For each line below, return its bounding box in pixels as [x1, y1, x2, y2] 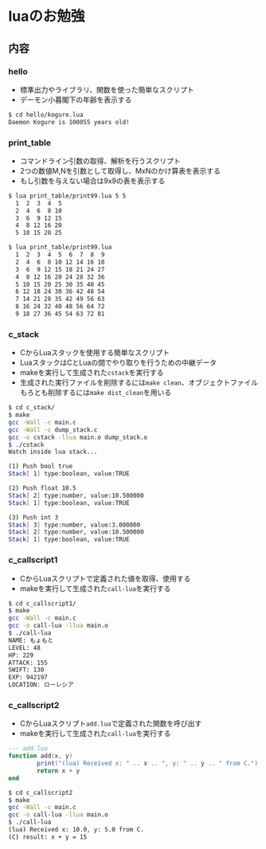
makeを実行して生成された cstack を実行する [19, 368, 164, 378]
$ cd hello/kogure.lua [8, 111, 84, 119]
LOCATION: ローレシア [8, 681, 74, 689]
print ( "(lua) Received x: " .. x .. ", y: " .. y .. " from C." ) [37, 760, 259, 768]
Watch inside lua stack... [8, 448, 98, 456]
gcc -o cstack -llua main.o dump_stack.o [8, 433, 148, 441]
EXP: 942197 [8, 674, 48, 682]
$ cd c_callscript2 [8, 788, 73, 796]
